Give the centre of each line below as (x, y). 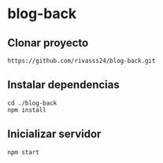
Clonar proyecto (48, 43)
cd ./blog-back (32, 103)
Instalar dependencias (63, 85)
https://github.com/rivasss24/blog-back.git (81, 61)
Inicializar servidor (54, 134)
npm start (24, 152)
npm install (27, 110)
